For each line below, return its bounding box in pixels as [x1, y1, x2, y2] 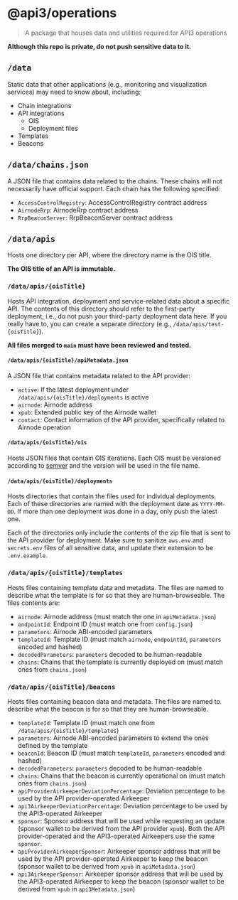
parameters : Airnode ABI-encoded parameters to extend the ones [17, 734, 209, 742]
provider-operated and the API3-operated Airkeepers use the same [17, 832, 215, 840]
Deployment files [28, 124, 78, 132]
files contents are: [7, 599, 60, 607]
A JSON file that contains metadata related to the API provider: [7, 371, 190, 380]
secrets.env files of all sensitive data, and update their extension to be [7, 544, 214, 552]
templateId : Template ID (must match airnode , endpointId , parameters [17, 635, 222, 643]
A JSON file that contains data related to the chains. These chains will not [7, 176, 222, 186]
